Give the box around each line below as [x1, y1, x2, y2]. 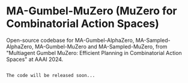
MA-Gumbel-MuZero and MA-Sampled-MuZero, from [35, 43, 168, 50]
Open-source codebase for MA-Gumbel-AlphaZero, [6, 36, 135, 44]
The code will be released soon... [6, 72, 96, 78]
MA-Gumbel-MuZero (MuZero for [6, 4, 177, 18]
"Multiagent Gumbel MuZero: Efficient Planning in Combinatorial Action [6, 49, 182, 56]
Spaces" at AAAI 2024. [6, 56, 64, 63]
